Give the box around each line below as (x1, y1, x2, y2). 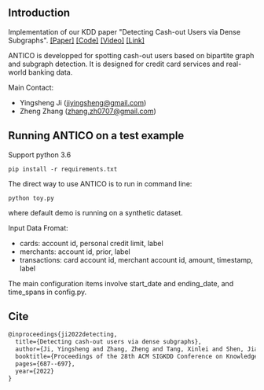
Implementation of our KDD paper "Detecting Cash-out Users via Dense (8, 27, 241, 36)
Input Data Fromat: (8, 223, 68, 233)
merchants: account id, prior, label (19, 247, 131, 256)
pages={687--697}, (15, 359, 76, 368)
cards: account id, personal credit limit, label (19, 238, 163, 248)
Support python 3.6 (8, 149, 71, 160)
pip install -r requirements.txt (8, 165, 118, 173)
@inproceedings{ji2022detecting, (8, 330, 118, 339)
